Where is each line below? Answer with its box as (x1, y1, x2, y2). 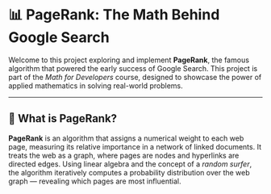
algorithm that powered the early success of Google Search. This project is (8, 63, 258, 73)
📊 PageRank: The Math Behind (8, 6, 220, 24)
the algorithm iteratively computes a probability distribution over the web (8, 167, 250, 177)
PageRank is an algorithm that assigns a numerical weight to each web (8, 133, 244, 143)
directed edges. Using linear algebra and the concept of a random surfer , (8, 158, 252, 169)
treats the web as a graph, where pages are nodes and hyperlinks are (8, 150, 240, 160)
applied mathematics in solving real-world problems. (8, 81, 183, 91)
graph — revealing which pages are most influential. (8, 176, 181, 186)
